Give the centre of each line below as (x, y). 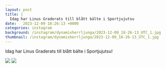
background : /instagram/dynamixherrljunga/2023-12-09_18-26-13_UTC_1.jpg (83, 33)
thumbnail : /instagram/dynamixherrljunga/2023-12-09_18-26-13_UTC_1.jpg (82, 37)
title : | (14, 14)
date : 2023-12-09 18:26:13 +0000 (42, 23)
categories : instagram (29, 28)
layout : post (19, 10)
